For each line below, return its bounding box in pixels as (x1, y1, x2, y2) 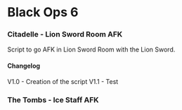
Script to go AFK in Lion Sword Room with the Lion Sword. (7, 45, 176, 54)
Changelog (7, 61, 41, 71)
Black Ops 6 (7, 4, 79, 20)
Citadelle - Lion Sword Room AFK (7, 30, 123, 39)
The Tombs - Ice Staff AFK (7, 94, 100, 104)
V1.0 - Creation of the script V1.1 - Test (7, 77, 119, 85)
